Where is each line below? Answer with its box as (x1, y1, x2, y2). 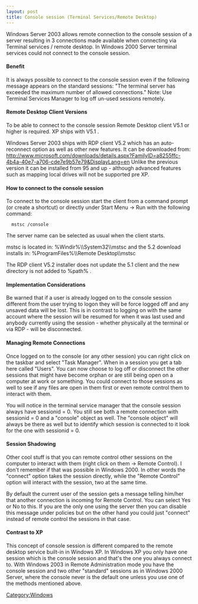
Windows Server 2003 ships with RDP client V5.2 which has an (6, 139, 160, 146)
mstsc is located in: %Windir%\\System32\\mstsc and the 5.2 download (6, 243, 181, 250)
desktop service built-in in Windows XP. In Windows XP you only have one (6, 548, 188, 555)
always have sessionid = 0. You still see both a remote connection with (6, 408, 178, 415)
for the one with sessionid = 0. (6, 427, 80, 434)
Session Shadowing (6, 441, 56, 448)
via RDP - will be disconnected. (6, 326, 83, 333)
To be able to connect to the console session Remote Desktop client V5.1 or (6, 121, 190, 128)
